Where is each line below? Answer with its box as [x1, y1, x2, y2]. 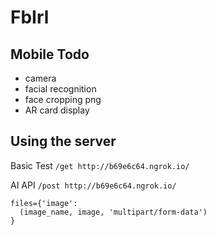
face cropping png [24, 94, 102, 105]
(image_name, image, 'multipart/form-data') [19, 207, 208, 217]
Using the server [10, 133, 117, 150]
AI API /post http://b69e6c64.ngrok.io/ [10, 179, 177, 191]
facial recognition [24, 83, 97, 95]
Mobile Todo [10, 46, 90, 63]
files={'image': [10, 198, 78, 208]
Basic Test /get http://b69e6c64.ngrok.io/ [10, 159, 190, 171]
